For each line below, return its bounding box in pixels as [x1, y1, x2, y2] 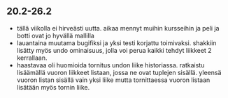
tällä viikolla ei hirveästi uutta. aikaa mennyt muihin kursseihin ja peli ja [16, 24, 220, 32]
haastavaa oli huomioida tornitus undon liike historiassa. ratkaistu [16, 60, 205, 69]
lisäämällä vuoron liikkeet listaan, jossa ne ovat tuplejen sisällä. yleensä [16, 68, 222, 76]
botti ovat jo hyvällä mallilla [16, 31, 95, 40]
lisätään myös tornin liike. [16, 83, 90, 91]
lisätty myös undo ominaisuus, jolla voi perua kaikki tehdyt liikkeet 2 [16, 46, 212, 54]
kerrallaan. [16, 54, 48, 62]
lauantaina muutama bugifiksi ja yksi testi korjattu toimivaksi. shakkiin [16, 38, 217, 47]
